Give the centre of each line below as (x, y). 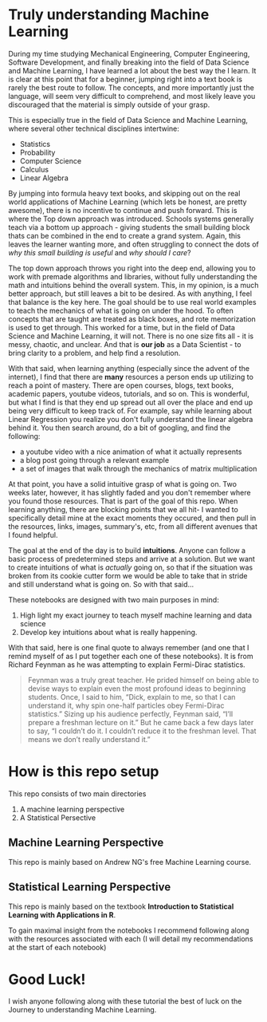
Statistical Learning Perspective (90, 887)
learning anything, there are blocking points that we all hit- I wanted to (124, 509)
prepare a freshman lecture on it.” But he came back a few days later (141, 722)
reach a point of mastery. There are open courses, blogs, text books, (121, 385)
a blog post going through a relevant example (94, 460)
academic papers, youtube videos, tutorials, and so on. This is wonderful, (129, 393)
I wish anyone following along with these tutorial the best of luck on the (125, 1001)
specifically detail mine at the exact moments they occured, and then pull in (132, 518)
